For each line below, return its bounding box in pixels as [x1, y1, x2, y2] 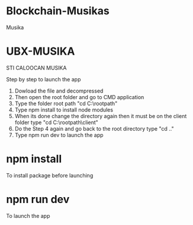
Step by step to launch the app [6, 75, 81, 83]
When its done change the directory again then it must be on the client [14, 112, 187, 119]
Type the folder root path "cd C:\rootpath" [14, 100, 118, 107]
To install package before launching [6, 172, 94, 179]
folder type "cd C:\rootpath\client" [14, 119, 99, 126]
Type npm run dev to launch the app [14, 131, 104, 138]
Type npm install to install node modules [14, 106, 114, 113]
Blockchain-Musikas [6, 4, 110, 18]
